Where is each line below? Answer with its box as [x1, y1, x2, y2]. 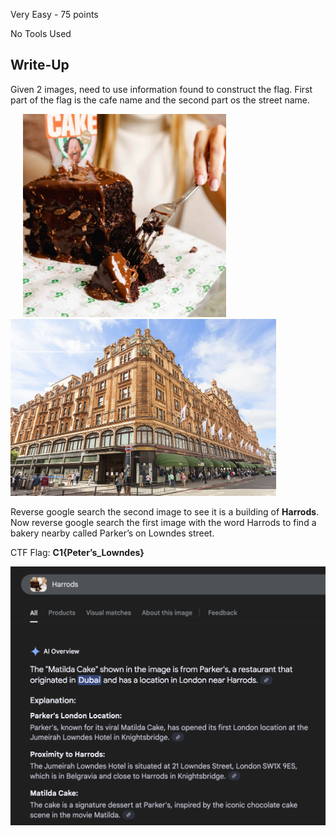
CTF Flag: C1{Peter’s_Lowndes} [10, 547, 145, 559]
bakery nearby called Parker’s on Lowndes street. [10, 527, 215, 539]
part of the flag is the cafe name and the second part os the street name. [10, 94, 311, 106]
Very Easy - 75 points [10, 9, 99, 20]
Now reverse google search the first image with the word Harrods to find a [10, 517, 317, 529]
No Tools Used [10, 28, 72, 39]
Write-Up [10, 57, 70, 74]
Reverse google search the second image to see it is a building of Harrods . [10, 506, 320, 518]
